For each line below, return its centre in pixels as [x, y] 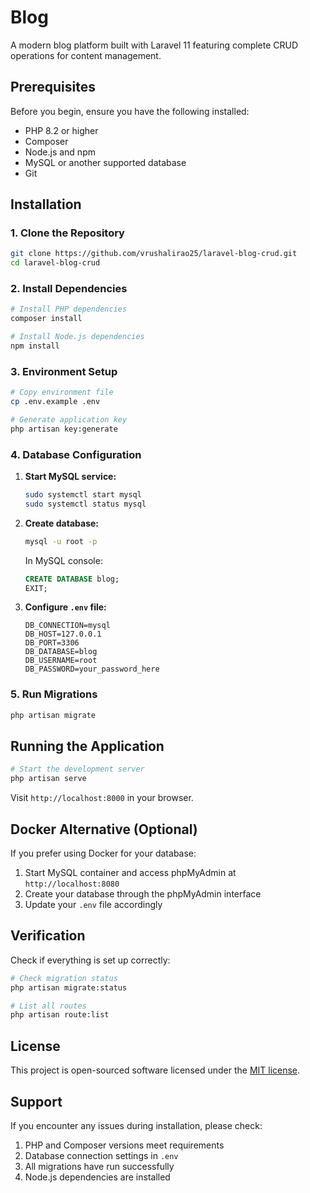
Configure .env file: [65, 607]
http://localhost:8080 [72, 884]
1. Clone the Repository [67, 233]
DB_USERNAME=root [61, 661]
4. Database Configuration [76, 454]
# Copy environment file [62, 392]
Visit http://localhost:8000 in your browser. [102, 798]
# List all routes [48, 1006]
